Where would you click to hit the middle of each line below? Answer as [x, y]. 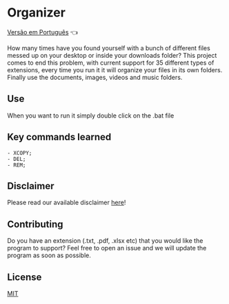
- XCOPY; [20, 153]
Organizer [36, 13]
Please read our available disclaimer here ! [67, 203]
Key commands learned [59, 137]
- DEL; [17, 159]
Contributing [35, 224]
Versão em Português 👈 [42, 32]
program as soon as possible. [49, 255]
